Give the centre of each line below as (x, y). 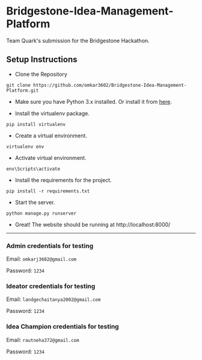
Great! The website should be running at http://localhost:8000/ (93, 224)
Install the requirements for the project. (63, 180)
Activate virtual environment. (50, 157)
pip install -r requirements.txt (48, 191)
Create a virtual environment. (51, 135)
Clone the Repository (41, 74)
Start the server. (35, 202)
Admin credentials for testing (50, 245)
